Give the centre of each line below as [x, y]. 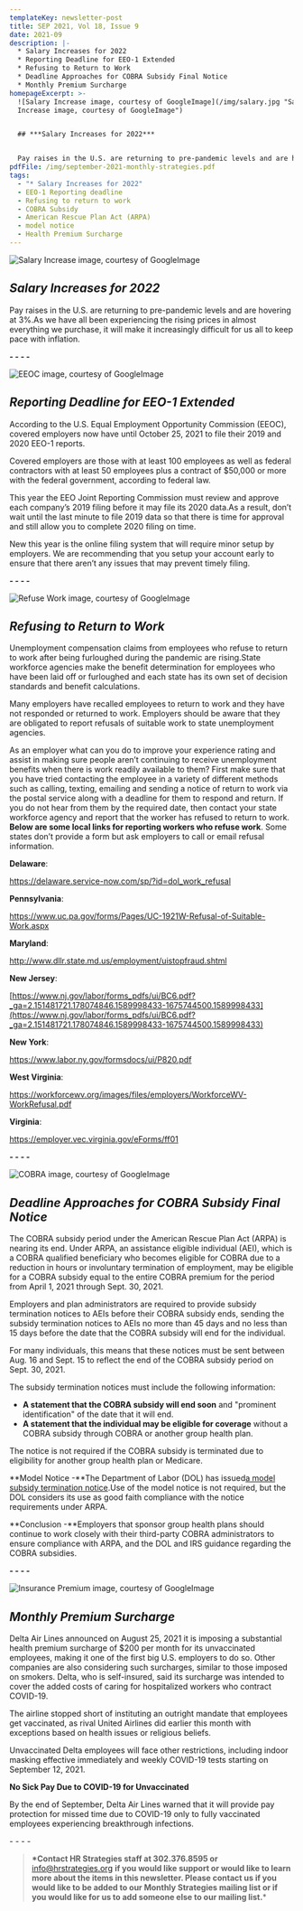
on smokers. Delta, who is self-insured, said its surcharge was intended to [147, 1676]
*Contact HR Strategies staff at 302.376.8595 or [124, 1859]
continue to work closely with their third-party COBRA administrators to [142, 1534]
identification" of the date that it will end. [98, 1414]
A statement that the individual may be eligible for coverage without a [155, 1424]
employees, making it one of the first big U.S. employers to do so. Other [142, 1657]
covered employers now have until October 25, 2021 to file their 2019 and [146, 434]
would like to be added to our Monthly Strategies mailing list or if [154, 1887]
